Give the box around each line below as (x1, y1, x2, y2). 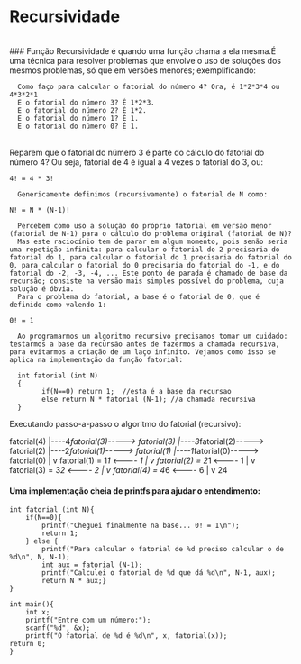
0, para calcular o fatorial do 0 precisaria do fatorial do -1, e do (9, 260, 280, 269)
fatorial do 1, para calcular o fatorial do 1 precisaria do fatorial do (9, 252, 293, 262)
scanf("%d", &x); (25, 623, 91, 632)
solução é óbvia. (9, 284, 75, 294)
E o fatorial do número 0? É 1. (17, 122, 140, 131)
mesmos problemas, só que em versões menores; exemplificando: (9, 65, 257, 76)
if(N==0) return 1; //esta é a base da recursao (41, 387, 232, 396)
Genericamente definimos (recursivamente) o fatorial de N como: (17, 189, 269, 199)
